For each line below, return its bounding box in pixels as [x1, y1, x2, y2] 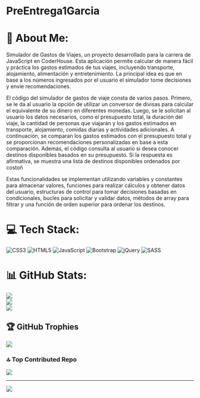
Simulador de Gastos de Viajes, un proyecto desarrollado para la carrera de [6, 51, 191, 58]
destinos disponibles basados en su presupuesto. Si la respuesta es [6, 151, 173, 158]
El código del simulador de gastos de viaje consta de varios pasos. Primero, [6, 94, 192, 102]
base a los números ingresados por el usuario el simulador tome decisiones [6, 76, 192, 84]
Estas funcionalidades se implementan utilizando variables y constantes [6, 176, 183, 183]
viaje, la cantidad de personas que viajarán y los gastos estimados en [6, 120, 177, 127]
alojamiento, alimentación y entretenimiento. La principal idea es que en [6, 70, 183, 77]
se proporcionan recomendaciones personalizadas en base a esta [6, 139, 168, 146]
